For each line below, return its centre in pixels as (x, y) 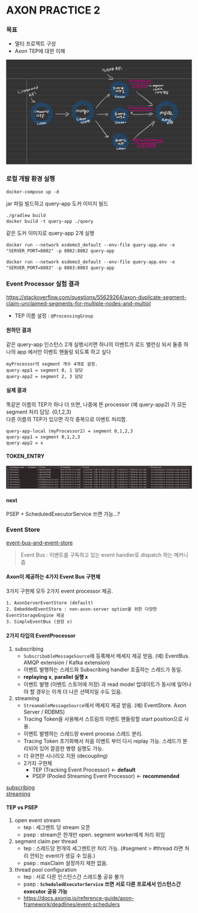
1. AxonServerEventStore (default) (50, 603)
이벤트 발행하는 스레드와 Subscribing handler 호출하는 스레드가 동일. (103, 669)
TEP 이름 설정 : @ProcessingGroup (54, 316)
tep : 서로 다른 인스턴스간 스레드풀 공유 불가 (74, 877)
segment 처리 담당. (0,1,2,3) (39, 412)
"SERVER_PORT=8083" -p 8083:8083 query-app (60, 268)
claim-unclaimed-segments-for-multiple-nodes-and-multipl (79, 303)
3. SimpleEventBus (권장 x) (39, 622)
